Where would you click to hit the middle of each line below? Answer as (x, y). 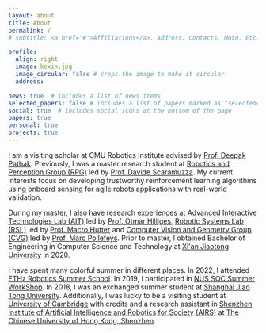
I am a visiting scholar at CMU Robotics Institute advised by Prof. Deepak (127, 155)
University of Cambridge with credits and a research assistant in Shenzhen (130, 304)
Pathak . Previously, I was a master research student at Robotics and (119, 163)
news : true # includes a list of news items (84, 96)
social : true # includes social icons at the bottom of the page (120, 111)
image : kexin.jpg (44, 67)
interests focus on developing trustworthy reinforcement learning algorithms (133, 180)
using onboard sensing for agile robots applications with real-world (118, 189)
